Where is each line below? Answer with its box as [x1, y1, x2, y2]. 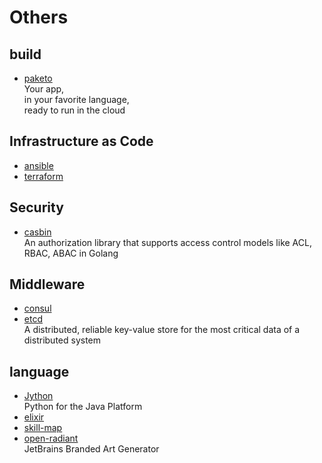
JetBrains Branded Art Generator [23, 443, 160, 455]
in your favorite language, [23, 94, 130, 105]
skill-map [23, 422, 63, 434]
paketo [23, 72, 53, 84]
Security [9, 199, 64, 216]
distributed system [23, 334, 102, 346]
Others [9, 6, 69, 29]
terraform [23, 170, 64, 182]
